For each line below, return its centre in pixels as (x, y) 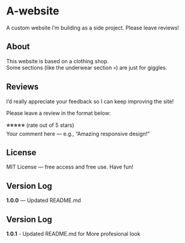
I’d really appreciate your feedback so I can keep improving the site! (90, 101)
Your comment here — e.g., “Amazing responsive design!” (78, 134)
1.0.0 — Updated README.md (44, 200)
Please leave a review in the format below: (59, 113)
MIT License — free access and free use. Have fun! (70, 167)
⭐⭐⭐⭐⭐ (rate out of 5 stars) (40, 125)
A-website (33, 11)
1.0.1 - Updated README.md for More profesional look (73, 234)
